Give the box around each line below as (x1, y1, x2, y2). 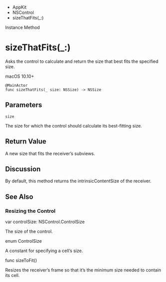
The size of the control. (5, 229, 53, 235)
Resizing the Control (5, 207, 56, 214)
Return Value (5, 137, 46, 146)
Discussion (5, 164, 41, 173)
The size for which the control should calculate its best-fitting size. (5, 123, 142, 129)
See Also (5, 192, 33, 201)
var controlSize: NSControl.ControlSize (5, 219, 85, 225)
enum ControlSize (5, 238, 42, 244)
